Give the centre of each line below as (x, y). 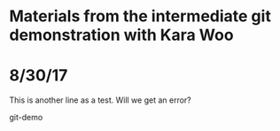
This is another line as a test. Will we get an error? (101, 100)
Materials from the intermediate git (140, 16)
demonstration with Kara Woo (121, 35)
